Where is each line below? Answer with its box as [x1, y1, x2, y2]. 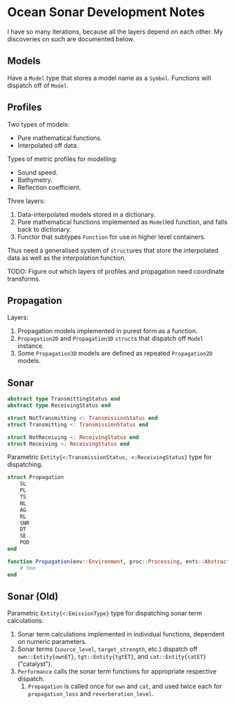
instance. [17, 342, 44, 350]
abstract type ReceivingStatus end [7, 402, 111, 410]
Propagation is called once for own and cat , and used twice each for [27, 682, 222, 690]
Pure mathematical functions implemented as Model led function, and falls [17, 218, 228, 226]
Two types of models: [7, 120, 70, 128]
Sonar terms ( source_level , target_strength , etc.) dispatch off [17, 645, 198, 653]
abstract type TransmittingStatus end [7, 396, 120, 403]
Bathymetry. [17, 176, 53, 184]
